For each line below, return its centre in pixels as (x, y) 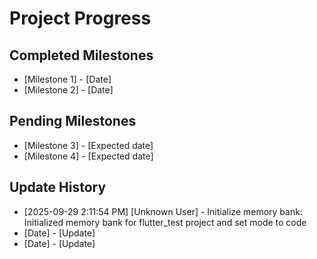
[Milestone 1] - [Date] (67, 79)
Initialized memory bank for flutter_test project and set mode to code (165, 222)
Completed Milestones (81, 55)
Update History (58, 187)
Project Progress (80, 18)
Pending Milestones (73, 121)
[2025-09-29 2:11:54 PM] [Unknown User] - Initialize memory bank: (163, 211)
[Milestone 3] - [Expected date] (88, 145)
